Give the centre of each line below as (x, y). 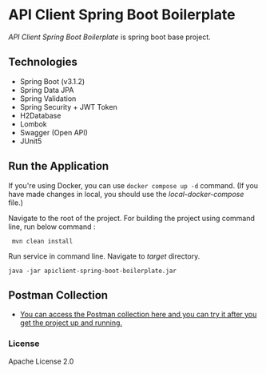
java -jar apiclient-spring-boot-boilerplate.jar (93, 271)
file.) (16, 203)
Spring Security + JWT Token (68, 107)
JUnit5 (31, 141)
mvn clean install (42, 241)
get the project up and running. (71, 323)
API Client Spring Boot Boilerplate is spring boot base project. (110, 37)
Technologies (43, 62)
